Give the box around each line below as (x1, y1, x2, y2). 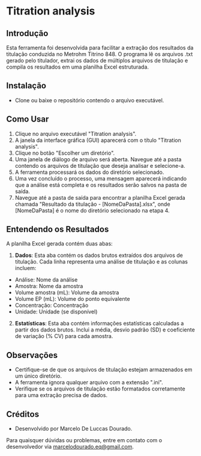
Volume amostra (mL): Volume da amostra (14, 289, 119, 296)
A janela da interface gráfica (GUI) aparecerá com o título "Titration (14, 137, 181, 144)
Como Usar (6, 114, 49, 125)
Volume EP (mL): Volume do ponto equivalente (14, 295, 130, 303)
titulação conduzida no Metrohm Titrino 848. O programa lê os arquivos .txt (6, 51, 193, 58)
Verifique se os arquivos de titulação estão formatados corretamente (14, 385, 185, 392)
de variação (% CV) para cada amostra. (14, 333, 113, 340)
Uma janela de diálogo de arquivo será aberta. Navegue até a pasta (14, 155, 182, 163)
